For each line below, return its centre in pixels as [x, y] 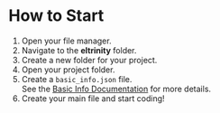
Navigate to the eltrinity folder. [79, 50]
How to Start [56, 16]
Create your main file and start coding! [93, 98]
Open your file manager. [66, 41]
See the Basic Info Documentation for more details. [116, 89]
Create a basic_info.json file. [77, 79]
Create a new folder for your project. [89, 60]
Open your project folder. [68, 70]
